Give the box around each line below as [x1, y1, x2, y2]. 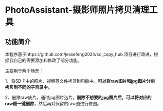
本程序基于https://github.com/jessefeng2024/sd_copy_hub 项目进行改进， [5, 52, 154, 57]
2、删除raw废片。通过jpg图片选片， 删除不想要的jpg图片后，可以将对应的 [5, 94, 152, 100]
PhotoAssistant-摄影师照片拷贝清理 [5, 4, 149, 16]
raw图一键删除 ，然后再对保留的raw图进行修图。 [5, 101, 102, 106]
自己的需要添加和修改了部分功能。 [13, 57, 82, 63]
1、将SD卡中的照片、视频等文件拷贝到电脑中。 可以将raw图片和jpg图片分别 [5, 78, 155, 84]
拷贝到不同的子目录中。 [5, 84, 52, 90]
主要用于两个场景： [5, 68, 44, 74]
